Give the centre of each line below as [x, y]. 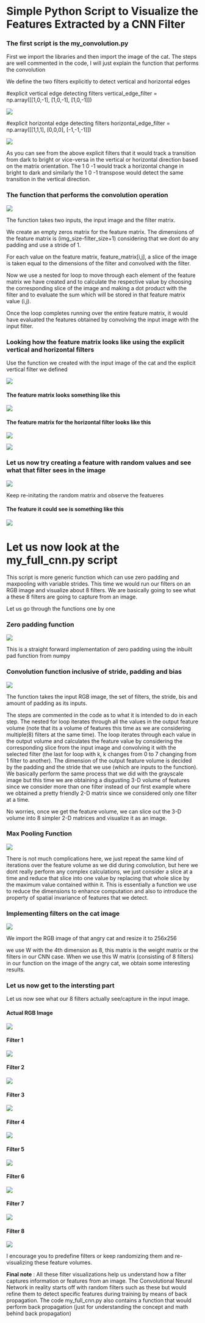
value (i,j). [19, 301]
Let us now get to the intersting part [60, 986]
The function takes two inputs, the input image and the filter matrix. [91, 220]
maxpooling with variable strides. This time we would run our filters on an [99, 584]
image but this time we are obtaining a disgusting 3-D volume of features [98, 780]
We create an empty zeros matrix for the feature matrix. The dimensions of [100, 232]
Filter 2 [16, 1068]
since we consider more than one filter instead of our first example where [99, 786]
